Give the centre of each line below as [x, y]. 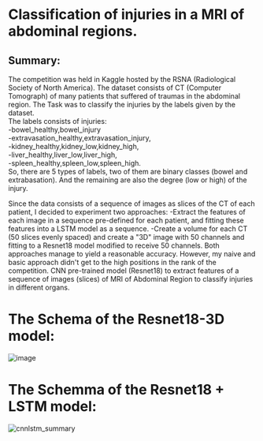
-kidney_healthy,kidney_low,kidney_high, [74, 146]
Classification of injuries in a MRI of [126, 15]
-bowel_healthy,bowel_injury [54, 129]
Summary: [34, 60]
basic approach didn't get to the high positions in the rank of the [112, 262]
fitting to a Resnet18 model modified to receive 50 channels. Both [114, 245]
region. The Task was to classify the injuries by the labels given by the [122, 105]
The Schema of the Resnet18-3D [117, 319]
